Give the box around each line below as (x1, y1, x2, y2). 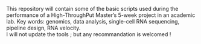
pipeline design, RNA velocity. (6, 24, 81, 31)
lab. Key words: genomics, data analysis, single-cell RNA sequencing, (6, 18, 180, 25)
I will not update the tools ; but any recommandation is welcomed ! (6, 31, 171, 38)
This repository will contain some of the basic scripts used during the (6, 5, 179, 12)
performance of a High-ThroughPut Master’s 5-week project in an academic (6, 11, 196, 19)
